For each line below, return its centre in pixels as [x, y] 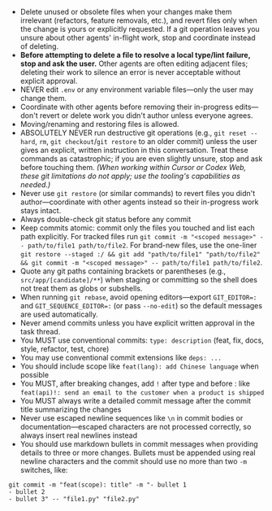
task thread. [40, 332]
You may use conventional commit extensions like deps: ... [121, 358]
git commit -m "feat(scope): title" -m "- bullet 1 [97, 485]
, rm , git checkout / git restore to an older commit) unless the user [146, 141]
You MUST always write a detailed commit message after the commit [136, 401]
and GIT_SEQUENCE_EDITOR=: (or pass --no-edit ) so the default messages [141, 306]
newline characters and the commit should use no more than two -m [134, 461]
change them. [43, 98]
